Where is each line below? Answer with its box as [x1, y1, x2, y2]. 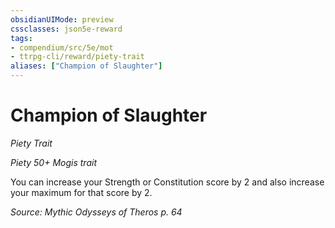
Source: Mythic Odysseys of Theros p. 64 [10, 206, 183, 218]
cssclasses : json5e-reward [10, 24, 123, 34]
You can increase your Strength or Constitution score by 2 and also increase [10, 176, 325, 188]
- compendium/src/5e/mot [10, 42, 114, 53]
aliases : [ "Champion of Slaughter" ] [10, 61, 163, 71]
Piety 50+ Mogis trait [10, 156, 97, 168]
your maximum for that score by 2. [10, 186, 153, 198]
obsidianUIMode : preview [10, 14, 114, 25]
